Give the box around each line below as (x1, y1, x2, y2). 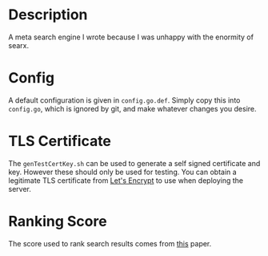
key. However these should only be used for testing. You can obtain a (8, 167, 238, 177)
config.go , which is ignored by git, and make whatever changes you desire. (8, 104, 258, 113)
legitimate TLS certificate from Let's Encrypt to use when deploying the (8, 175, 244, 185)
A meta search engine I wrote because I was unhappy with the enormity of (8, 32, 254, 42)
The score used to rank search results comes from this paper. (8, 238, 212, 248)
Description (8, 6, 88, 24)
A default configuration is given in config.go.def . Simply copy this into (8, 95, 241, 105)
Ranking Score (8, 213, 107, 230)
